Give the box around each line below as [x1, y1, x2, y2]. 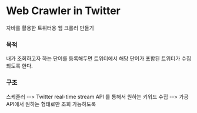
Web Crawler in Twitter [6, 4, 121, 18]
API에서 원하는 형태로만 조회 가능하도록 [6, 100, 96, 107]
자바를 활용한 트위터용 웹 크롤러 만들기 [6, 24, 94, 31]
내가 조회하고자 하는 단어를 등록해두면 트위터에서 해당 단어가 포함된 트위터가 [6, 55, 181, 62]
